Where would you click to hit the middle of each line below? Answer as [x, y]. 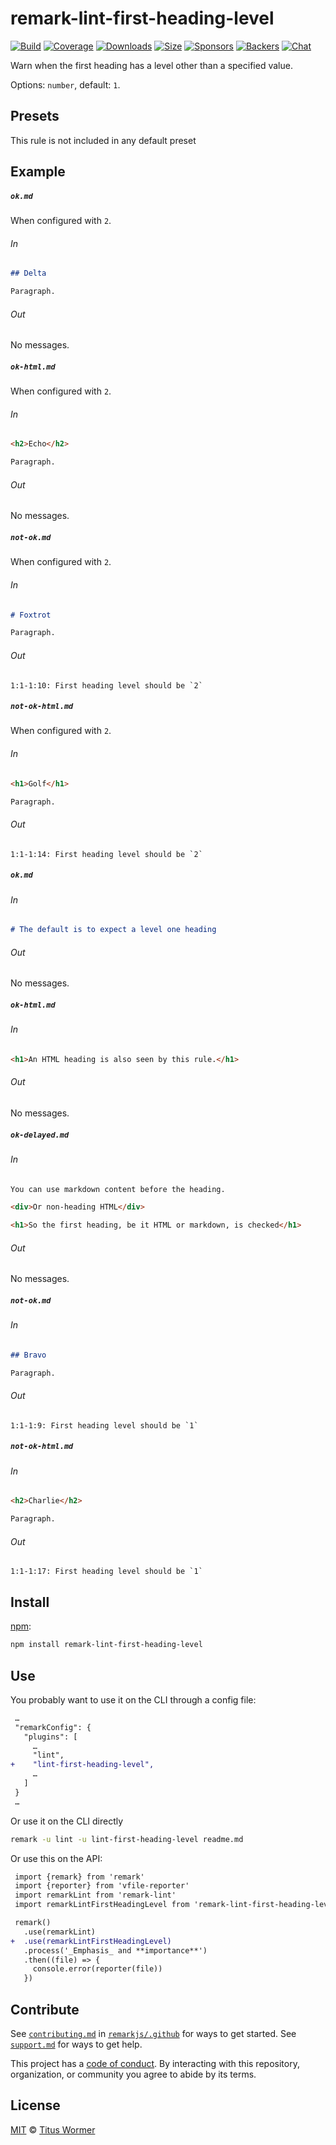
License [35, 2105]
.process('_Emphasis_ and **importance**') [115, 1950]
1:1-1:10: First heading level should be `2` [106, 685]
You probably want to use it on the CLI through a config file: [133, 1699]
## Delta [28, 273]
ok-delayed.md [40, 1135]
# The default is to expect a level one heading [113, 930]
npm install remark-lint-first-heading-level [106, 1645]
